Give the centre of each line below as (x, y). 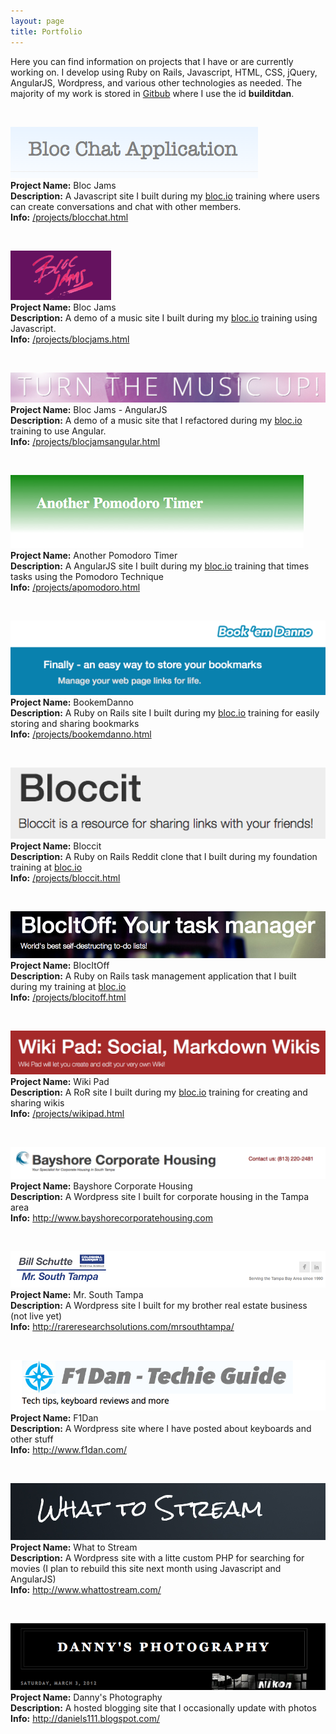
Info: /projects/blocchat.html (69, 217)
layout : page (37, 21)
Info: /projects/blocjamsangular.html (85, 441)
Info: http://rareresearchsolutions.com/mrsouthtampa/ (122, 1326)
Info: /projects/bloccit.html (65, 878)
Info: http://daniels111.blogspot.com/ (85, 1718)
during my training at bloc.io (68, 986)
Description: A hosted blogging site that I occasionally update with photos (163, 1707)
